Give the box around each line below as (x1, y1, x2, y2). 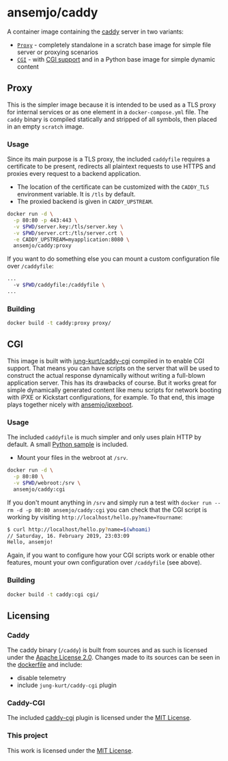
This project (7, 731, 48, 740)
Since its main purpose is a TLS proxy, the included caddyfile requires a (7, 155, 210, 164)
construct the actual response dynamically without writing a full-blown (7, 371, 206, 379)
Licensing (7, 610, 50, 621)
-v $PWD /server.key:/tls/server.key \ (13, 223, 124, 230)
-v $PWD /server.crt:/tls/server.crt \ (13, 229, 124, 237)
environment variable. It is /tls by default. (16, 190, 136, 198)
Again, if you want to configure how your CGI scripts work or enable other (7, 551, 215, 559)
